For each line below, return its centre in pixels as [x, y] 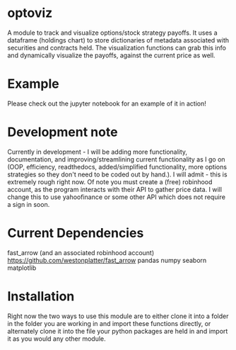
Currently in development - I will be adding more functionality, [98, 152]
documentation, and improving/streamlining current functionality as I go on [116, 159]
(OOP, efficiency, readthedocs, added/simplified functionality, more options [117, 166]
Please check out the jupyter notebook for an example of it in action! [107, 103]
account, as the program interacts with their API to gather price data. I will [115, 189]
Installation [41, 296]
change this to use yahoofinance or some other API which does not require [117, 197]
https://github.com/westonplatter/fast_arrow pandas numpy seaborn [107, 260]
